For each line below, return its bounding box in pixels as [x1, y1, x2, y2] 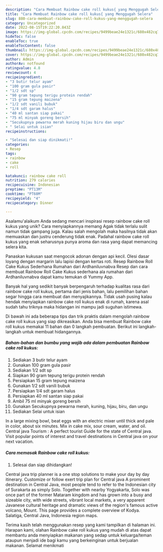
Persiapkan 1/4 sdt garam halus [12, 388, 75, 394]
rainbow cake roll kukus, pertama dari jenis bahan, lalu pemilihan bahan [5, 288, 148, 294]
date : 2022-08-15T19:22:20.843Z [5, 25, 71, 30]
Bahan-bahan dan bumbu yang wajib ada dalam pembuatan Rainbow [5, 340, 149, 346]
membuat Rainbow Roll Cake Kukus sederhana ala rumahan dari [5, 269, 133, 275]
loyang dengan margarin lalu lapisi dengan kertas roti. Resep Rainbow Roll [5, 258, 153, 264]
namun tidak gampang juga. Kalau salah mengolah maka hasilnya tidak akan [5, 228, 157, 234]
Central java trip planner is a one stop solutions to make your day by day [5, 471, 149, 477]
